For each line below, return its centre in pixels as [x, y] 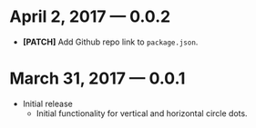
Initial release [47, 103]
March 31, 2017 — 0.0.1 [97, 79]
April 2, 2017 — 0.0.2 [90, 17]
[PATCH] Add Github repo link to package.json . [110, 42]
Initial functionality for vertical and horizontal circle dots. [142, 113]
